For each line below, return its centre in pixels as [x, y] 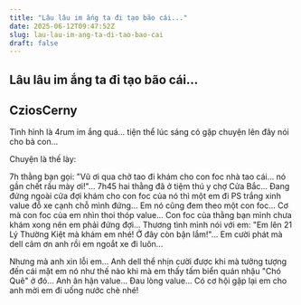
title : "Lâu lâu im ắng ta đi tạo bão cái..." [99, 18]
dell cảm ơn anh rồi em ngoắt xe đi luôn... [86, 244]
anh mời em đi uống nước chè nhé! [74, 291]
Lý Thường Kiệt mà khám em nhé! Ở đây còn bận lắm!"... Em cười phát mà [146, 234]
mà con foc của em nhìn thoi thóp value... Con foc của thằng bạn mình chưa [150, 215]
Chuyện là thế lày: [43, 159]
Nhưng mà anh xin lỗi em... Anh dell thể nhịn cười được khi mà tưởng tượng [148, 262]
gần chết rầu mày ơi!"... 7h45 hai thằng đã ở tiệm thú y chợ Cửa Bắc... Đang [150, 186]
